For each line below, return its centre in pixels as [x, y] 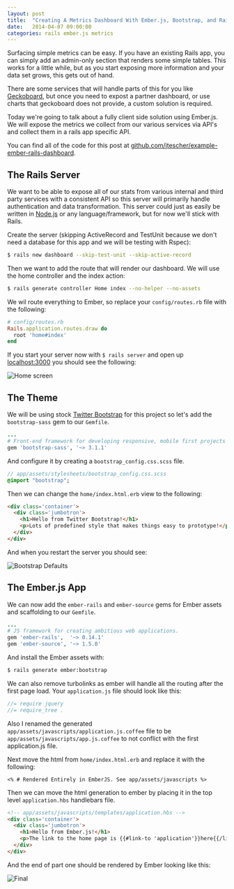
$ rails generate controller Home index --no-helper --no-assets [104, 288]
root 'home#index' [40, 335]
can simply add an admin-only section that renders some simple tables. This [117, 61]
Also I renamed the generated [50, 724]
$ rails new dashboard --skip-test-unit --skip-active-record [99, 255]
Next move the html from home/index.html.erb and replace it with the [106, 759]
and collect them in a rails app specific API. [69, 132]
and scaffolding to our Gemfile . [52, 612]
